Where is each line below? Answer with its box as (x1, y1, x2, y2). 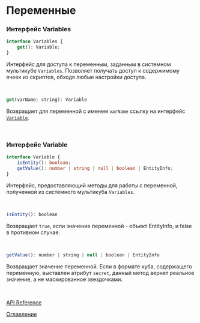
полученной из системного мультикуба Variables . (6, 188, 135, 195)
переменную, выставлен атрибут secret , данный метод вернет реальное (6, 269, 195, 276)
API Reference (6, 298, 42, 306)
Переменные (6, 4, 76, 17)
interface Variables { (6, 38, 63, 45)
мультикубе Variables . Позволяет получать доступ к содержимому (6, 67, 180, 74)
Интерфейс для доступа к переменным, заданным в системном (6, 61, 171, 68)
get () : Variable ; (17, 44, 61, 50)
